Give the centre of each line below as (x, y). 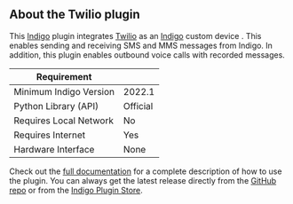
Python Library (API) (56, 106)
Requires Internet (50, 135)
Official (138, 106)
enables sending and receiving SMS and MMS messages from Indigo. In (141, 45)
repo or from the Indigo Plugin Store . (76, 190)
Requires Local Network (63, 121)
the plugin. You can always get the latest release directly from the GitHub (143, 180)
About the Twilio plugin (75, 15)
